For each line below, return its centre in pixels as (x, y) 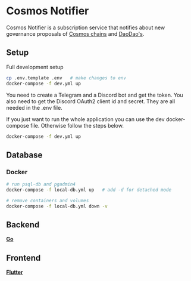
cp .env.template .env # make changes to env (66, 78)
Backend (23, 225)
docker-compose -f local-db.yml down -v (57, 206)
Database (24, 155)
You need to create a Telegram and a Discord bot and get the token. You (95, 95)
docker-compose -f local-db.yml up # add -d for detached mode (89, 190)
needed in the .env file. (34, 107)
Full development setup (35, 67)
